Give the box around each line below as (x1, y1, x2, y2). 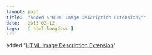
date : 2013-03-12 (6, 20, 55, 26)
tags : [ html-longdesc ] (6, 25, 74, 32)
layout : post (6, 8, 39, 15)
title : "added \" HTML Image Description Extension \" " (6, 14, 147, 20)
